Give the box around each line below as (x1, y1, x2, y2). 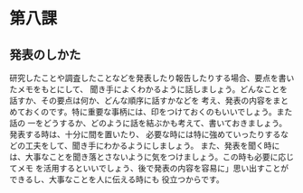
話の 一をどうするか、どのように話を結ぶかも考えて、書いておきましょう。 (9, 118, 288, 128)
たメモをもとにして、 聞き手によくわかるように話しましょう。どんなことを (9, 84, 288, 95)
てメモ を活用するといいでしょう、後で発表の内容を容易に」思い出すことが (9, 163, 289, 173)
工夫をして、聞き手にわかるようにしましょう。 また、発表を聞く (24, 141, 264, 151)
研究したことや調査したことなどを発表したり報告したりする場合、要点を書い (9, 73, 295, 83)
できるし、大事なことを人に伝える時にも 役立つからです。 (9, 174, 224, 185)
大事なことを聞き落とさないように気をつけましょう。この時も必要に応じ (24, 152, 294, 162)
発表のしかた (9, 47, 81, 62)
